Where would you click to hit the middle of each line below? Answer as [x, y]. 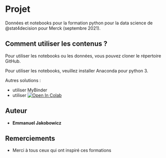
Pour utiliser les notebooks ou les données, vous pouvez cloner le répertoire [83, 56]
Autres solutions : [23, 80]
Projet [18, 9]
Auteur [16, 111]
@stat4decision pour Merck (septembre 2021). [53, 28]
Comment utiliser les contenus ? [56, 44]
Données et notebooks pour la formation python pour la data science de [79, 23]
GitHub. [13, 61]
